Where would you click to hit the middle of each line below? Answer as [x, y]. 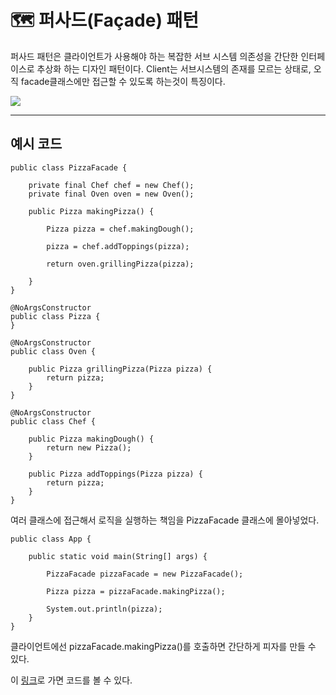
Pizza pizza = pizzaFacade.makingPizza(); [136, 591]
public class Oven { [53, 351]
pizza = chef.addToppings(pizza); [118, 246]
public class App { [51, 539]
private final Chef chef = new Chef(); [111, 185]
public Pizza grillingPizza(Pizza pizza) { [120, 369]
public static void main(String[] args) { [118, 556]
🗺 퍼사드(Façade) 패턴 [105, 20]
